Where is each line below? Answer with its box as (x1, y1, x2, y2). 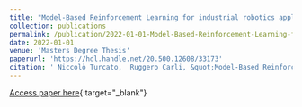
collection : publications (9, 21, 106, 30)
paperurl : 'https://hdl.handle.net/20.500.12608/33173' (9, 54, 223, 63)
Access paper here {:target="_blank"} (9, 86, 147, 98)
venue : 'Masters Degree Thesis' (9, 46, 130, 55)
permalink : (9, 29, 50, 38)
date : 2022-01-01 (9, 37, 75, 47)
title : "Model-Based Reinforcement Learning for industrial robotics (9, 12, 276, 22)
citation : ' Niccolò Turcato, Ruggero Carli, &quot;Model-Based (9, 63, 259, 72)
